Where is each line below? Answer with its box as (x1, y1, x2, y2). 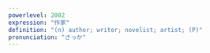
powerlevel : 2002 (8, 11, 66, 19)
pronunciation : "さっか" (8, 33, 87, 41)
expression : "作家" (8, 19, 70, 26)
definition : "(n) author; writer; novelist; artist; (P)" (8, 26, 203, 34)
